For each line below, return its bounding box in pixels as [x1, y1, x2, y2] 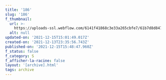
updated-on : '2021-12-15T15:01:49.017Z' [5, 35, 90, 40]
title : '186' [5, 7, 32, 12]
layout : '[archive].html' [5, 63, 58, 68]
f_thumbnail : [5, 16, 32, 21]
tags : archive [5, 68, 35, 73]
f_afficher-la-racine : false [5, 58, 65, 63]
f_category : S [5, 53, 35, 59]
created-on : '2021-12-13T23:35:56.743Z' [5, 40, 90, 45]
